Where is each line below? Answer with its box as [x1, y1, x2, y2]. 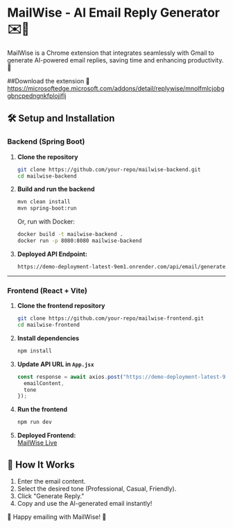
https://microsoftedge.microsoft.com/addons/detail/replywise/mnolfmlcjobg [7, 84, 225, 92]
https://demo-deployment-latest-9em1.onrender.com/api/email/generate [17, 263, 226, 270]
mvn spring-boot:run [17, 205, 77, 212]
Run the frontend [17, 405, 68, 414]
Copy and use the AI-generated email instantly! [17, 499, 153, 507]
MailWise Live [17, 438, 58, 447]
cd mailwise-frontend [17, 321, 80, 329]
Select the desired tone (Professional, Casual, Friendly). [17, 484, 177, 493]
